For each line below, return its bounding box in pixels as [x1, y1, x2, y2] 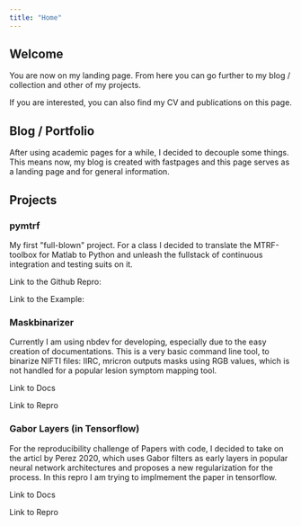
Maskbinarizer [9, 316, 75, 328]
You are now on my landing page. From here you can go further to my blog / [9, 70, 291, 81]
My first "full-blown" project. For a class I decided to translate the [9, 239, 252, 250]
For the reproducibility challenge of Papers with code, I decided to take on [9, 442, 285, 454]
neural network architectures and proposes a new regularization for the [9, 462, 274, 473]
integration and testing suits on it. [9, 258, 133, 270]
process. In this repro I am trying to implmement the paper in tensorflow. [9, 471, 277, 482]
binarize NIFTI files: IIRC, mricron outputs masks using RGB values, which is [9, 356, 290, 367]
